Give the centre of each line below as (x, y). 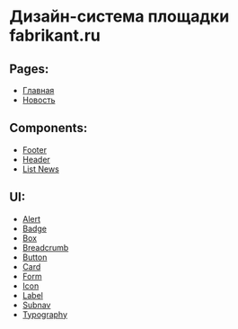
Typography (45, 314)
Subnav (36, 305)
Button (35, 257)
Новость (39, 100)
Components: (48, 128)
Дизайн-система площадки (119, 17)
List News (41, 169)
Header (36, 159)
